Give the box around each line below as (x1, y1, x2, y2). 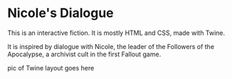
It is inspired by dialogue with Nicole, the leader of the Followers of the (7, 42, 215, 51)
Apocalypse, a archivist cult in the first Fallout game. (7, 50, 162, 58)
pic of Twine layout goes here (7, 63, 95, 72)
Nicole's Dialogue (7, 5, 114, 21)
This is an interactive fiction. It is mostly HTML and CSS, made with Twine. (7, 28, 226, 37)
